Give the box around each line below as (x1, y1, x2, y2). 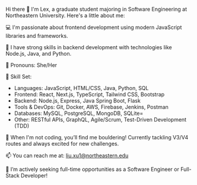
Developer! (21, 172, 48, 179)
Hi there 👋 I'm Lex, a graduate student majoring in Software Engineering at (5, 6, 188, 12)
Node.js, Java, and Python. (5, 50, 72, 57)
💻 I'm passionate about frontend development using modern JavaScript (5, 24, 182, 31)
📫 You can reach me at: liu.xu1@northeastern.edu (5, 152, 129, 159)
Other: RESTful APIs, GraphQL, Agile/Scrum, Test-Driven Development (14, 116, 187, 123)
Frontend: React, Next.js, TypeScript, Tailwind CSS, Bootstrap (14, 91, 165, 98)
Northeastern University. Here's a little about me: (5, 12, 125, 19)
